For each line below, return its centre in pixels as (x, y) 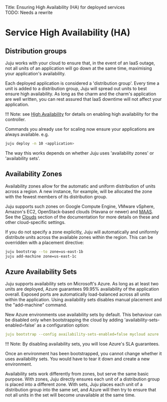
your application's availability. (36, 74)
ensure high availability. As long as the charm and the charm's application (81, 94)
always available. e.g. (27, 134)
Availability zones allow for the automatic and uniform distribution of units (80, 186)
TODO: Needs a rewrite (29, 12)
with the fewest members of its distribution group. (56, 197)
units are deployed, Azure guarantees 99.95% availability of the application (82, 289)
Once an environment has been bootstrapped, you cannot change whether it (83, 354)
